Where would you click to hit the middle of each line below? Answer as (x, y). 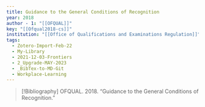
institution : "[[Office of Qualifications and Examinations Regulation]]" (103, 35)
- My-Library (28, 52)
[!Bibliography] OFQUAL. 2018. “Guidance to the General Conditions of (110, 91)
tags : (13, 40)
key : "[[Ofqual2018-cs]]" (39, 29)
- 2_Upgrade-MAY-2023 (39, 63)
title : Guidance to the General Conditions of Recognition (83, 12)
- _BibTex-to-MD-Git (38, 68)
